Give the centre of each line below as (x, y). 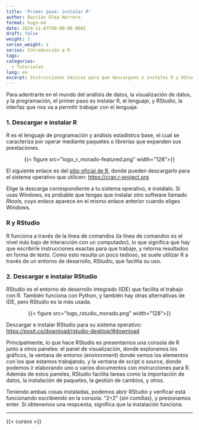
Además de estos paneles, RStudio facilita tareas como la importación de (95, 374)
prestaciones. (23, 148)
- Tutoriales (28, 67)
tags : (13, 56)
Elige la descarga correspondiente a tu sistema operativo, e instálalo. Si (93, 189)
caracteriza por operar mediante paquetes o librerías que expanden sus (94, 142)
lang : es (17, 72)
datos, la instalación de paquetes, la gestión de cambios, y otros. (85, 380)
